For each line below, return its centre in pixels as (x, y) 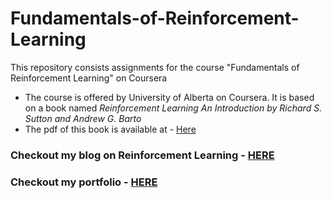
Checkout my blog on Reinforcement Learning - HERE (142, 155)
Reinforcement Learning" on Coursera (89, 78)
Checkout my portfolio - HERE (84, 182)
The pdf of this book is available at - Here (110, 129)
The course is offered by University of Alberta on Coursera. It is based (169, 97)
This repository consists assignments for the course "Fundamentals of (155, 67)
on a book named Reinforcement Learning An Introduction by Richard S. (173, 108)
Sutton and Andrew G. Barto (83, 118)
